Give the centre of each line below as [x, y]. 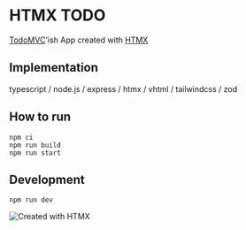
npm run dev [31, 200]
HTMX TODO [58, 15]
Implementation [54, 68]
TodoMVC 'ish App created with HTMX [79, 40]
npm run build [35, 145]
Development [47, 179]
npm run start [35, 153]
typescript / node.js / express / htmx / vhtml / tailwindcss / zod [123, 88]
